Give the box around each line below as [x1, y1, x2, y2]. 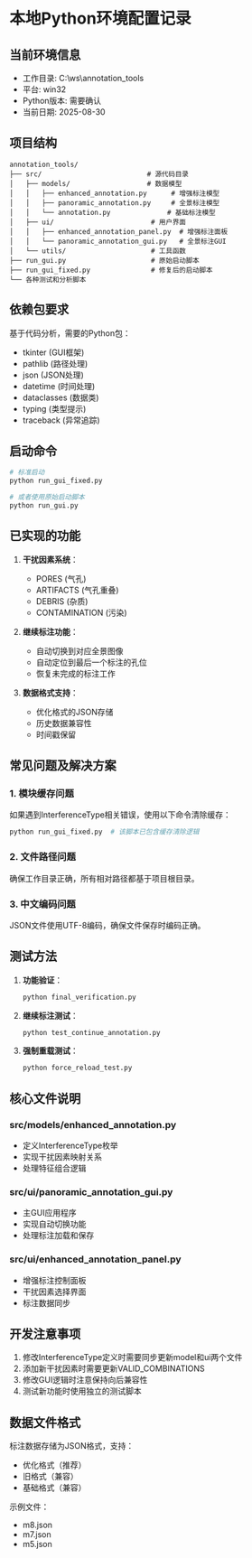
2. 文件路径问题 [9, 851, 77, 863]
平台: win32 [22, 84, 67, 95]
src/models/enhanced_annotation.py [9, 1118, 177, 1131]
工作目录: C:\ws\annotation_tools [22, 73, 145, 83]
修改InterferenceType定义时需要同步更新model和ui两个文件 [22, 1352, 243, 1363]
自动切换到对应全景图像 [35, 645, 124, 656]
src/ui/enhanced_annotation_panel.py [9, 1253, 182, 1265]
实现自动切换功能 [22, 1218, 87, 1229]
